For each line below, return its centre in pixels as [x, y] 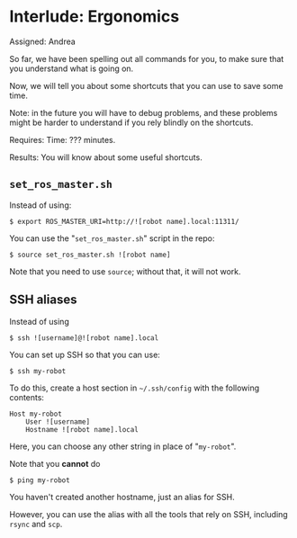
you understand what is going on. [72, 68]
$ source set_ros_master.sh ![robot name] [90, 255]
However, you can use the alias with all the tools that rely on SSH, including [148, 514]
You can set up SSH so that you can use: [85, 354]
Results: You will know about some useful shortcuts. [106, 157]
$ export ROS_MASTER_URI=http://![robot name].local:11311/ [125, 221]
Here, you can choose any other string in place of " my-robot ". [123, 446]
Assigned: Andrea [43, 41]
